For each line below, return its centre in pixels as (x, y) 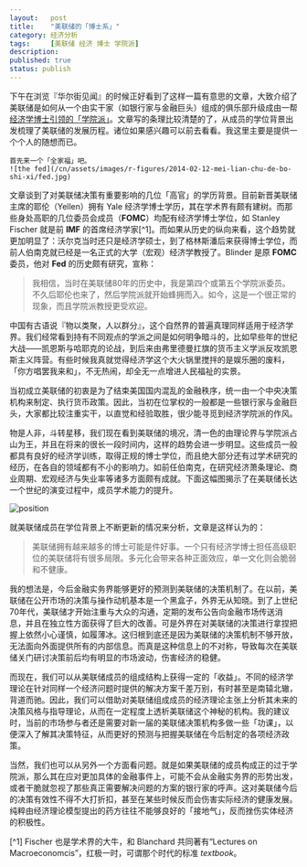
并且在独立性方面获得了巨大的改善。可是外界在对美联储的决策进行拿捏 (157, 623)
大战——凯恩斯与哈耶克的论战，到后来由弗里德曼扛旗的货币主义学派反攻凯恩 (153, 348)
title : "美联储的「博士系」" (65, 27)
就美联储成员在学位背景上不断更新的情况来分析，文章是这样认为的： (138, 527)
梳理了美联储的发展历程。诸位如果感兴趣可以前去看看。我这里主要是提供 (153, 130)
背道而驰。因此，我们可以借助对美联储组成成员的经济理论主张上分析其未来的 (153, 700)
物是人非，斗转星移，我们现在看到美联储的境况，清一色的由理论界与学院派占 (153, 433)
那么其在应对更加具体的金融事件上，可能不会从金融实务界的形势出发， (165, 776)
